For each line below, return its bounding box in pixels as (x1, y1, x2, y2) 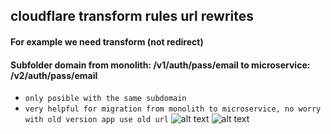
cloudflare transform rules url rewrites (10, 8, 254, 25)
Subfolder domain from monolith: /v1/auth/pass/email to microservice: (10, 59, 311, 71)
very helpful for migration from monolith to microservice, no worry (24, 104, 322, 114)
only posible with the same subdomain (24, 94, 187, 104)
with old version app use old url (24, 115, 169, 125)
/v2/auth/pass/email (10, 69, 98, 81)
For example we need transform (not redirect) (10, 35, 204, 48)
